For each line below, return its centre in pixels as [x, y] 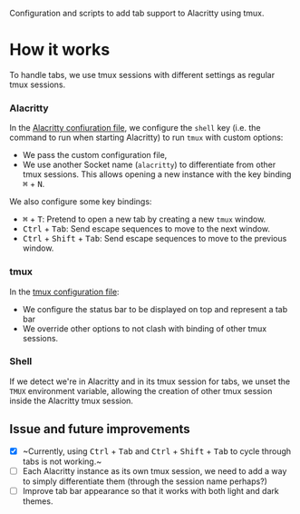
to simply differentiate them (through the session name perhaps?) [145, 481]
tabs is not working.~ [62, 461]
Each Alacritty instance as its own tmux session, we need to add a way [155, 470]
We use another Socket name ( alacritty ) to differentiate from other [149, 165]
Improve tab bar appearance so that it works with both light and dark [150, 490]
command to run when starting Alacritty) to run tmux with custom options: [146, 138]
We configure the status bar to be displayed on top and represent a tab [155, 309]
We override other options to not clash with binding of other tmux [145, 328]
